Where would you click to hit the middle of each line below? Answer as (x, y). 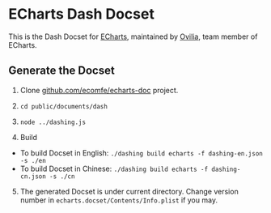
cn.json (33, 176)
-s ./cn (62, 176)
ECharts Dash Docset (82, 14)
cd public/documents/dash (64, 106)
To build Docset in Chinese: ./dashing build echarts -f (114, 168)
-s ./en (33, 160)
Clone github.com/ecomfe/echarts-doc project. (99, 90)
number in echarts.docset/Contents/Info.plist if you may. (119, 200)
